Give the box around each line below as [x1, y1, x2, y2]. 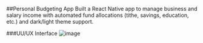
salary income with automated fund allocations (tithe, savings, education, [6, 12, 189, 19]
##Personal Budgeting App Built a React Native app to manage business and [6, 5, 198, 12]
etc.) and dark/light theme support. [6, 18, 94, 25]
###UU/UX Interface [6, 30, 58, 37]
